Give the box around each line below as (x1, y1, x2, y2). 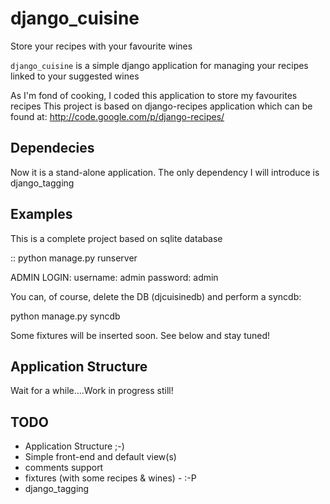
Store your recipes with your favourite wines (10, 40, 193, 52)
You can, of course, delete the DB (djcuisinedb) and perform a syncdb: (10, 290, 302, 302)
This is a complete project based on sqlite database (10, 232, 223, 244)
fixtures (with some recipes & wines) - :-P (24, 472, 197, 484)
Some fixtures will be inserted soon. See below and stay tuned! (10, 329, 271, 341)
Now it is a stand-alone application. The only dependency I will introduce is (10, 166, 320, 178)
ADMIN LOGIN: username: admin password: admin (10, 271, 219, 283)
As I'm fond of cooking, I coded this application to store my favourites (10, 89, 298, 101)
